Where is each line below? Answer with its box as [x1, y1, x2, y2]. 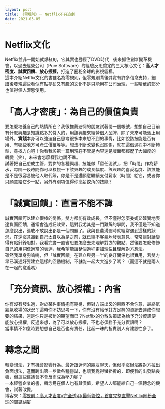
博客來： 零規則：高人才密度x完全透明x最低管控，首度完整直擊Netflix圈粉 [5, 393, 152, 399]
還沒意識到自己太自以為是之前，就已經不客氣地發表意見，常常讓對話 [18, 234, 156, 239]
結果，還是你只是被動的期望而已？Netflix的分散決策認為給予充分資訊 [13, 313, 152, 319]
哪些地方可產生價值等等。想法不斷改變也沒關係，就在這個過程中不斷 [18, 142, 156, 148]
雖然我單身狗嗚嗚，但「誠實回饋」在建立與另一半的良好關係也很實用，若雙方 [5, 252, 160, 258]
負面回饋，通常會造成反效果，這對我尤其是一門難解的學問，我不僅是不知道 [9, 221, 160, 227]
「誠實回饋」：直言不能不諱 [5, 198, 113, 209]
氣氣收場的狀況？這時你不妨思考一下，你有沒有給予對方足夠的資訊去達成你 [5, 307, 156, 313]
